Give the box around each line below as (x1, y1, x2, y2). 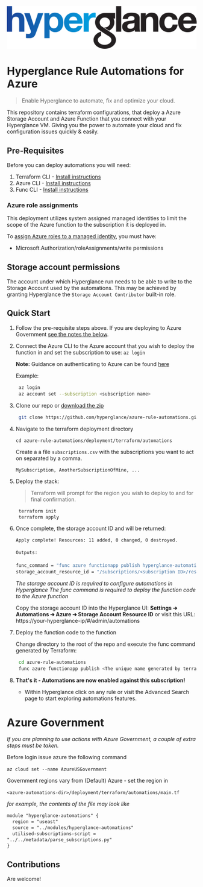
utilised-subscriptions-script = (12, 831, 96, 837)
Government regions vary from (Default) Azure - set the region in (7, 777, 168, 784)
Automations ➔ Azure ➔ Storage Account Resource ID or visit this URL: (15, 610, 195, 617)
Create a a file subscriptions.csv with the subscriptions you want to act (15, 448, 195, 455)
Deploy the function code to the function (15, 628, 117, 636)
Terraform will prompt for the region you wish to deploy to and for (30, 489, 194, 496)
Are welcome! (7, 876, 42, 883)
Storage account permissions (7, 262, 120, 272)
